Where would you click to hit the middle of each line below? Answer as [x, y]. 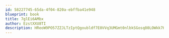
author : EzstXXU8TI [26, 23]
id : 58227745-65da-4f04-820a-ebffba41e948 [50, 10]
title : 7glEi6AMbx [24, 19]
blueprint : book [22, 14]
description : [19, 28]
